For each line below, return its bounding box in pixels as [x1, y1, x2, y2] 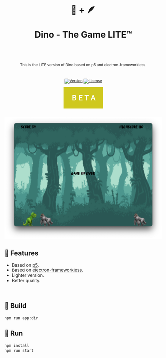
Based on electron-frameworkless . [11, 267, 83, 273]
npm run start [4, 348, 34, 353]
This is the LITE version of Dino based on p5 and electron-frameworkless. [20, 62, 147, 67]
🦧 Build [4, 302, 27, 310]
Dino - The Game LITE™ [34, 29, 132, 40]
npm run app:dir [4, 315, 38, 321]
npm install [4, 343, 29, 348]
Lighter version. [11, 272, 44, 278]
